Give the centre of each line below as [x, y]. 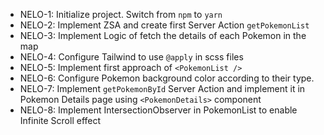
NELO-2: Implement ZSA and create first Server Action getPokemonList [164, 25]
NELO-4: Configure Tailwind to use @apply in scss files [131, 57]
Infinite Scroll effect [60, 120]
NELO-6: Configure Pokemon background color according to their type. [167, 78]
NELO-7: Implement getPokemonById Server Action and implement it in [162, 88]
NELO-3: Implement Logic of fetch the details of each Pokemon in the [163, 35]
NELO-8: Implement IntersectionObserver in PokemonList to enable [158, 110]
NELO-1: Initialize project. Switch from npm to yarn [121, 14]
